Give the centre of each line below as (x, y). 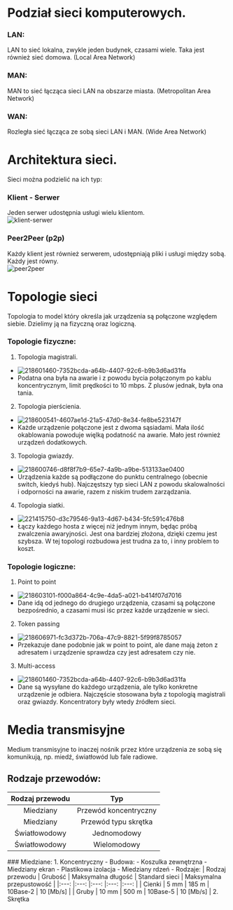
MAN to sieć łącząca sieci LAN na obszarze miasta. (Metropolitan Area (109, 91)
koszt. (26, 548)
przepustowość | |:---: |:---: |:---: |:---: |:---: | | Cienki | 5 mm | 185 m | (108, 884)
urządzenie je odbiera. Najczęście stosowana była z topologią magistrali (121, 694)
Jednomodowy (117, 833)
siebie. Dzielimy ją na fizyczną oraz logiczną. (72, 323)
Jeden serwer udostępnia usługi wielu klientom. (76, 213)
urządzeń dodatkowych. (52, 442)
